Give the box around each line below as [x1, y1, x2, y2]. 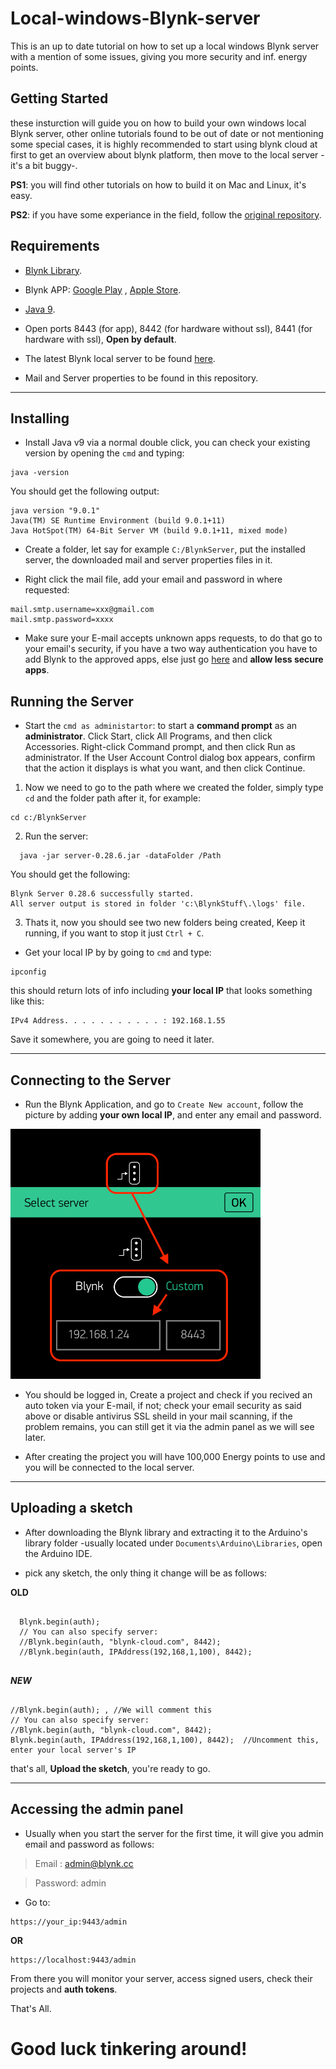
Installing [10, 410, 70, 427]
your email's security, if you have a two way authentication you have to [24, 643, 318, 655]
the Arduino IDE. [24, 1547, 93, 1559]
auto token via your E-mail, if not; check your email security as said [24, 1400, 302, 1411]
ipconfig [10, 967, 47, 977]
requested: [24, 584, 70, 596]
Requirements [10, 238, 100, 255]
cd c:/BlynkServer [10, 813, 87, 823]
